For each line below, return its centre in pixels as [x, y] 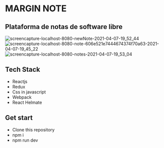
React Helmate [27, 102]
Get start [19, 118]
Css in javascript [29, 92]
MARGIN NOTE [36, 9]
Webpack [22, 97]
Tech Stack [23, 70]
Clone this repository [33, 130]
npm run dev [25, 140]
